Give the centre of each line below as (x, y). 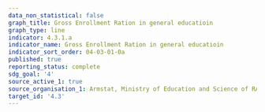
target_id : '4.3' (37, 96)
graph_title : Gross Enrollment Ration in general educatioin (111, 23)
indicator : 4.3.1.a (40, 37)
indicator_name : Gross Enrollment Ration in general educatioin (116, 45)
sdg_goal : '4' (32, 74)
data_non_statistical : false (56, 15)
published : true (35, 60)
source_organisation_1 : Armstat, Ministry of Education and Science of (128, 89)
